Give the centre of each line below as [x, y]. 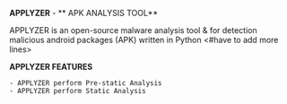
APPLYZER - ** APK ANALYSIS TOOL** [84, 13]
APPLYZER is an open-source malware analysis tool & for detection [133, 30]
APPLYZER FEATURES [51, 67]
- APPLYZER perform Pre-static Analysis [86, 83]
